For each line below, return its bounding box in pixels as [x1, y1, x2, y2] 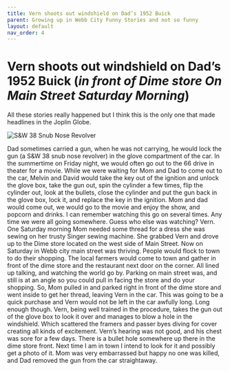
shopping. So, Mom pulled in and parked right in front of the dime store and [7, 283, 222, 292]
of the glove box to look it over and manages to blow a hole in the [7, 313, 193, 321]
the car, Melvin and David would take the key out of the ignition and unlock [7, 174, 219, 182]
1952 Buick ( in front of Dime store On [7, 74, 222, 89]
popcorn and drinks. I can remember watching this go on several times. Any [7, 210, 222, 218]
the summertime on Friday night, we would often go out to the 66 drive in [7, 159, 215, 168]
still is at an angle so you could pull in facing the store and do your [7, 276, 195, 284]
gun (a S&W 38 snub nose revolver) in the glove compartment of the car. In [7, 152, 220, 160]
